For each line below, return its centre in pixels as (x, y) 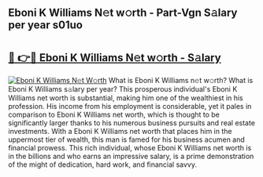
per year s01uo (45, 25)
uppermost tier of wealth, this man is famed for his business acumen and (127, 139)
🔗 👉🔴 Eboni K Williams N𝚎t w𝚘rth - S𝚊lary (115, 58)
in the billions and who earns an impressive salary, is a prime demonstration (131, 156)
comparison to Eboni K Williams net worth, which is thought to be (114, 114)
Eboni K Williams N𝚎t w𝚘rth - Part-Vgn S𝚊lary (123, 13)
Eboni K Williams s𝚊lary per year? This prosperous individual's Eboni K (123, 89)
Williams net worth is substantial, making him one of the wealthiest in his (126, 98)
